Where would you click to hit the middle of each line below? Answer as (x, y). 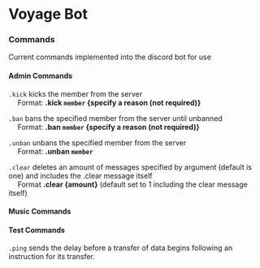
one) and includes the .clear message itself (80, 175)
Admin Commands (41, 76)
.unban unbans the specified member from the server (97, 142)
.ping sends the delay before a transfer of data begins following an (121, 248)
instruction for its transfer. (52, 257)
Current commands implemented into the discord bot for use (110, 57)
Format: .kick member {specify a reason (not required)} (109, 102)
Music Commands (40, 211)
